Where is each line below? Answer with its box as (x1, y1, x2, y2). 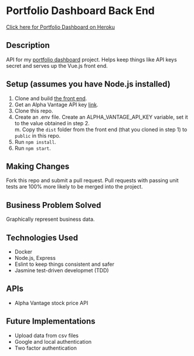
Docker (14, 248, 33, 255)
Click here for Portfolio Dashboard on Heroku (6, 23, 115, 30)
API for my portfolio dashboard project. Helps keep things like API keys (6, 56, 177, 63)
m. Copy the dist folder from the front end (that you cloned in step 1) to (14, 126, 188, 133)
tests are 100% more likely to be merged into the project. (6, 183, 143, 190)
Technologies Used (6, 232, 78, 242)
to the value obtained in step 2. (14, 119, 90, 126)
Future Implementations (6, 316, 96, 326)
